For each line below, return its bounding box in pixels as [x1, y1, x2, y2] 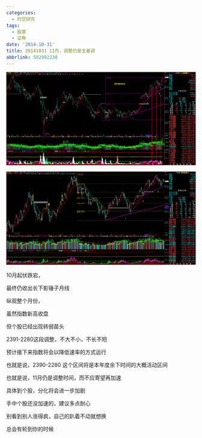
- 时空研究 [11, 16, 35, 22]
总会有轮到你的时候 [6, 425, 54, 433]
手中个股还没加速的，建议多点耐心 [6, 400, 91, 407]
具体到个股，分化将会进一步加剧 [6, 387, 85, 395]
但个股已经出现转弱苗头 [6, 323, 64, 330]
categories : [6, 10, 36, 16]
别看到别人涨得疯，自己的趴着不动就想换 [6, 413, 106, 420]
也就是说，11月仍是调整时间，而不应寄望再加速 [6, 374, 121, 381]
